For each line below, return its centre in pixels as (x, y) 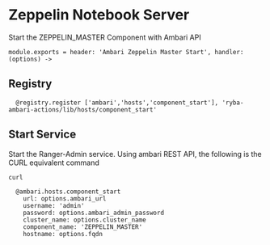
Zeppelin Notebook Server (99, 15)
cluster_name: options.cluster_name (85, 220)
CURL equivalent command (54, 163)
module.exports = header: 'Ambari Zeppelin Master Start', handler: (126, 52)
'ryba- (233, 103)
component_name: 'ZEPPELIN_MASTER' (83, 227)
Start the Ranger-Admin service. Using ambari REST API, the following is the (135, 154)
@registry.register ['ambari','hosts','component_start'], (117, 103)
